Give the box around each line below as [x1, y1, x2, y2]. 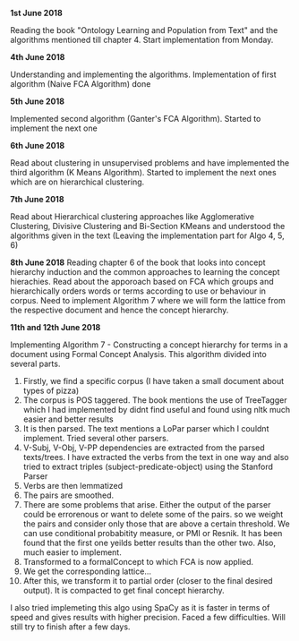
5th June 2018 [10, 96, 65, 107]
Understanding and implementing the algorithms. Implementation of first [10, 69, 277, 80]
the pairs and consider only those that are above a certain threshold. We [22, 518, 290, 529]
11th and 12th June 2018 [10, 322, 101, 332]
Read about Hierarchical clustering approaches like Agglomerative [10, 211, 254, 222]
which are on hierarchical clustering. [10, 176, 145, 187]
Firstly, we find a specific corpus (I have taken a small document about [22, 376, 285, 386]
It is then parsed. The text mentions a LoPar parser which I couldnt [22, 423, 269, 433]
